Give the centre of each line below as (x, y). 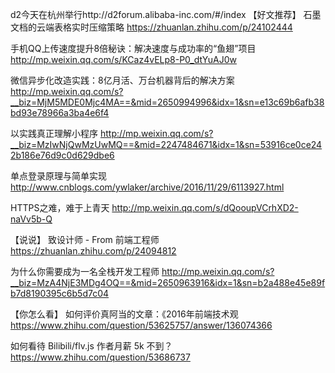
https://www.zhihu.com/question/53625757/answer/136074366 (141, 325)
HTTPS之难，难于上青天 (60, 207)
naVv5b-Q (31, 219)
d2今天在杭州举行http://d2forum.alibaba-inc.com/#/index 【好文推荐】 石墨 (166, 14)
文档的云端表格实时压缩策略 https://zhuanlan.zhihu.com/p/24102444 (151, 27)
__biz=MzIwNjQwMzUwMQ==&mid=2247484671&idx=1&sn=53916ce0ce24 (166, 144)
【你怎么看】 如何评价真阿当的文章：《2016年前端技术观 (124, 314)
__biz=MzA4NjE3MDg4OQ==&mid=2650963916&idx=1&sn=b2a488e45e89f (168, 282)
